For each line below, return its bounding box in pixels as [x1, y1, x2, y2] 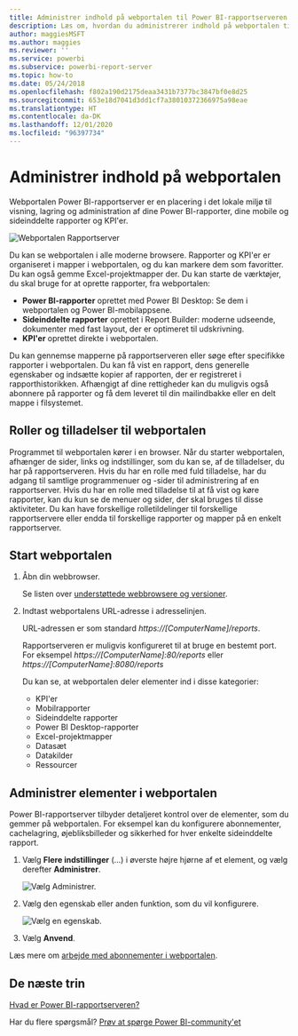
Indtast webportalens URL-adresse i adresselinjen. [21, 606, 207, 617]
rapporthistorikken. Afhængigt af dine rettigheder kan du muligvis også [9, 379, 269, 389]
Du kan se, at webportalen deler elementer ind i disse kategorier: [21, 676, 259, 687]
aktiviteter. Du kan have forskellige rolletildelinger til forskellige [9, 503, 238, 514]
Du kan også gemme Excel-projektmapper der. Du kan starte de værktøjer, [9, 268, 282, 279]
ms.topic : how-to [9, 71, 74, 80]
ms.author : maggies [9, 37, 82, 47]
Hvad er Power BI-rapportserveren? [9, 1000, 140, 1010]
